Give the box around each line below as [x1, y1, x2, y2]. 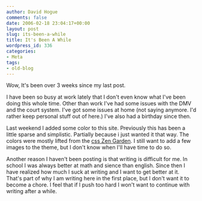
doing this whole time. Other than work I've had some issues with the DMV [6, 100, 192, 107]
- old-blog [6, 65, 34, 71]
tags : [6, 59, 20, 65]
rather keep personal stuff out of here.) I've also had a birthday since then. [6, 113, 192, 120]
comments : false [6, 15, 47, 21]
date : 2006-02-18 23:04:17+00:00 [6, 20, 90, 26]
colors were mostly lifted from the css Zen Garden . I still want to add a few [6, 137, 191, 145]
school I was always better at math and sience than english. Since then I [6, 162, 186, 170]
